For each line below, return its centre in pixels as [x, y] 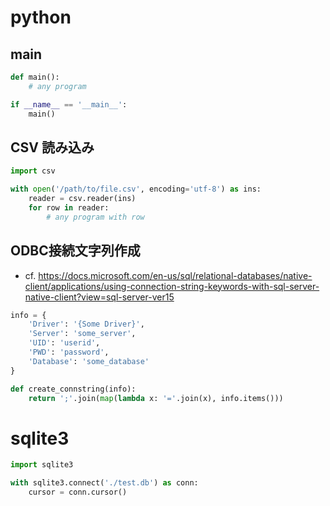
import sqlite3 [42, 465]
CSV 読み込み [52, 147]
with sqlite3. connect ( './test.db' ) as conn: [104, 483]
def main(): [35, 77]
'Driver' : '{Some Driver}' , [86, 324]
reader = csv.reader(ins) [82, 199]
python [41, 17]
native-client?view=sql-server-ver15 [99, 297]
